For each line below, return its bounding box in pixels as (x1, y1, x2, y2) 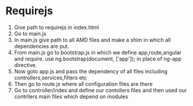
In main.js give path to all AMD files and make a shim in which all (14, 36, 171, 43)
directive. (14, 61, 37, 69)
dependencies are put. (14, 43, 69, 50)
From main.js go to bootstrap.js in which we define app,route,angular (14, 49, 182, 56)
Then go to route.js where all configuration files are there (14, 80, 153, 87)
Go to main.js (14, 30, 47, 37)
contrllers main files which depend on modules (14, 93, 128, 100)
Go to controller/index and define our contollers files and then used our (14, 86, 187, 94)
